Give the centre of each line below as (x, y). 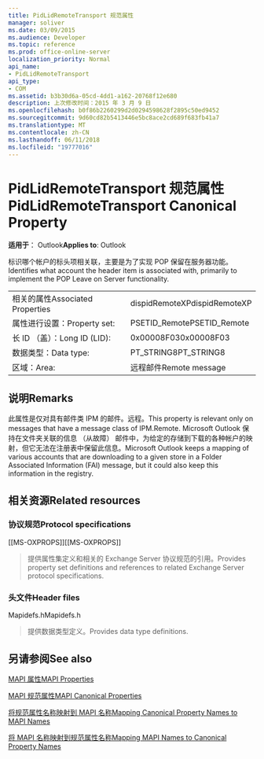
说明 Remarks (41, 398)
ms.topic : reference (42, 45)
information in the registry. (51, 473)
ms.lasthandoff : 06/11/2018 (54, 140)
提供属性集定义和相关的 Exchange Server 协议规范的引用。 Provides (136, 558)
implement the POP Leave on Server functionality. (89, 279)
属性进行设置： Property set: (64, 323)
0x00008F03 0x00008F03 (180, 337)
